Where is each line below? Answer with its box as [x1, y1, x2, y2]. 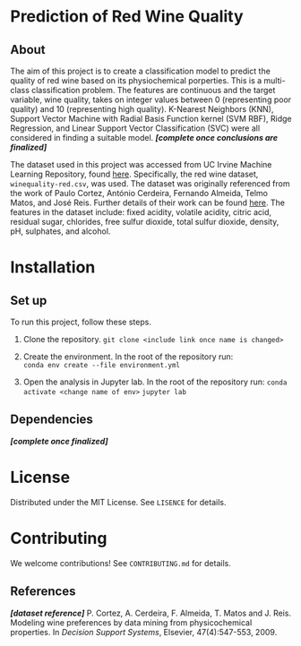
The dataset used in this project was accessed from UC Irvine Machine [10, 159, 272, 169]
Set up [10, 293, 47, 308]
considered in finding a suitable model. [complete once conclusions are [10, 133, 279, 142]
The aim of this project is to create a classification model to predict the [10, 65, 271, 76]
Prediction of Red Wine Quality [10, 6, 245, 27]
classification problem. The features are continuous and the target [30, 85, 276, 95]
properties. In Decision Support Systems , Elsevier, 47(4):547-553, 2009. [10, 626, 278, 637]
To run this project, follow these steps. [10, 316, 151, 327]
